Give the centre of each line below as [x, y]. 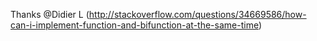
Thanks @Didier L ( [50, 14]
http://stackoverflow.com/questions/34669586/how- [197, 14]
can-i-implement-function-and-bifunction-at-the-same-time [134, 25]
